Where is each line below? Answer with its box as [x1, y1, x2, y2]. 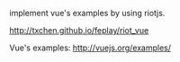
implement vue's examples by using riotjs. [9, 8, 166, 18]
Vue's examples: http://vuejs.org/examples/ [9, 42, 172, 53]
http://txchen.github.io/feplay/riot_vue [9, 25, 149, 35]
